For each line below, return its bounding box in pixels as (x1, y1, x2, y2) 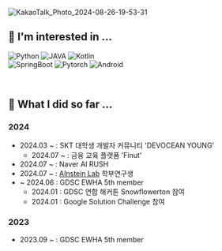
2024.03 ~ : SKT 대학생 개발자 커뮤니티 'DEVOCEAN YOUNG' (19, 140, 215, 150)
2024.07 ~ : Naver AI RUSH (19, 159, 109, 169)
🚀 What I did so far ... (8, 98, 113, 111)
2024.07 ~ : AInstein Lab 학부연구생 (19, 168, 134, 178)
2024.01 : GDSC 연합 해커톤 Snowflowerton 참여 (31, 186, 186, 197)
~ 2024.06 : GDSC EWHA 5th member (19, 178, 145, 187)
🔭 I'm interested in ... (8, 30, 112, 43)
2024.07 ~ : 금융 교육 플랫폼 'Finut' (31, 150, 142, 159)
